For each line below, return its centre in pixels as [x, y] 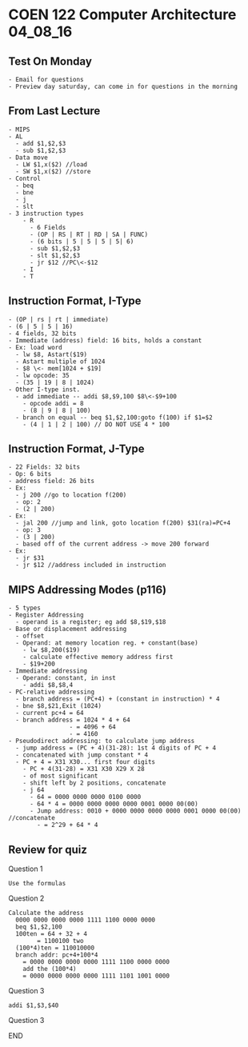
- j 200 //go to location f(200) [71, 495]
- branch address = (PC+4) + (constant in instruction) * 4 [118, 699]
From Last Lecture [54, 111]
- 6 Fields [48, 227]
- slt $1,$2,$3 [55, 255]
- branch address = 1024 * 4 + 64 [73, 720]
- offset [30, 636]
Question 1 [26, 869]
